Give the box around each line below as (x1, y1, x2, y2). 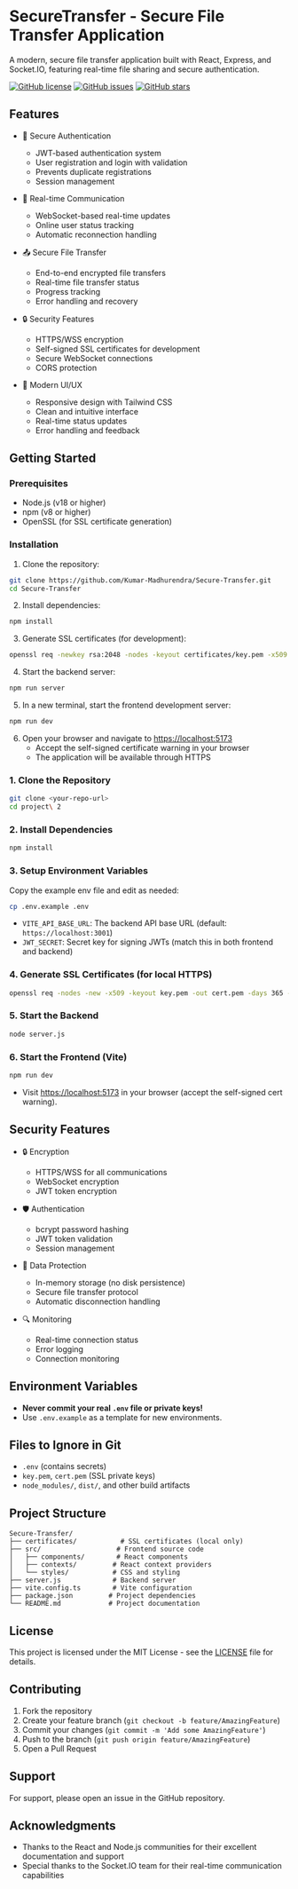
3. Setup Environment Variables (9, 865, 149, 877)
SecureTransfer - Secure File (9, 6, 224, 27)
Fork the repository (21, 1705, 93, 1716)
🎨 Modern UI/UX (21, 379, 82, 390)
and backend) (21, 946, 74, 957)
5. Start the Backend (9, 1009, 99, 1022)
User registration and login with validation (35, 157, 188, 168)
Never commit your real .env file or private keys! (21, 1403, 204, 1413)
